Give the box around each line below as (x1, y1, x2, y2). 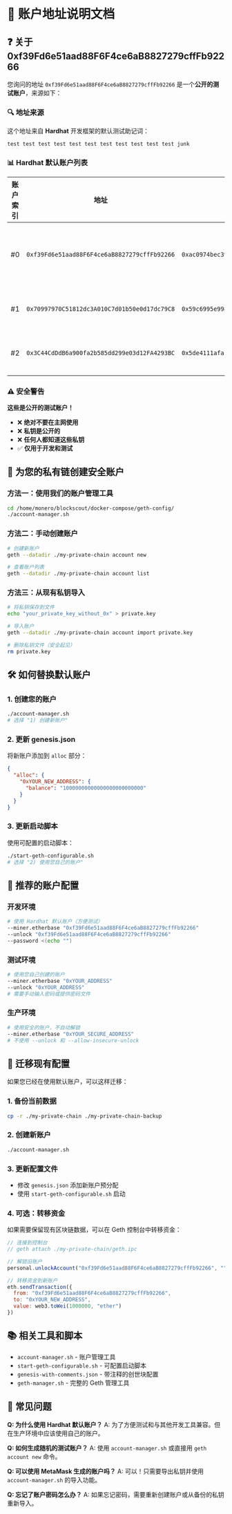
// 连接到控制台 (7, 1239, 48, 1247)
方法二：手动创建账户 (7, 529, 78, 539)
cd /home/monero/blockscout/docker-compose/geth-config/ (7, 505, 175, 512)
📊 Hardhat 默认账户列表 (7, 158, 88, 168)
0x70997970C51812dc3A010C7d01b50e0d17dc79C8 (26, 305, 175, 313)
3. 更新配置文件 (7, 1164, 59, 1173)
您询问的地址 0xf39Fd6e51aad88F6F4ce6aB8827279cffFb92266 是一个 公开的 (7, 80, 213, 88)
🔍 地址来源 (7, 108, 45, 117)
